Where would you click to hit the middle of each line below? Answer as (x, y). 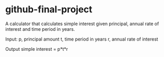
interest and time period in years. (40, 29)
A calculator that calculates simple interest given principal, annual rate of (82, 24)
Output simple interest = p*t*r (37, 49)
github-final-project (49, 9)
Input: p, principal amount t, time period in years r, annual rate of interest (82, 39)
